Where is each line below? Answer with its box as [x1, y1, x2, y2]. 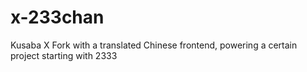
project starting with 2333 [10, 49, 118, 61]
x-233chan [10, 6, 105, 29]
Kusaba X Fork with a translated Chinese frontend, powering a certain [10, 39, 298, 51]
